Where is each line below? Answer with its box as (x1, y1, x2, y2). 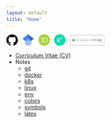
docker (24, 71, 43, 79)
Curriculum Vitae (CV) (15, 52, 71, 59)
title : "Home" (6, 16, 43, 23)
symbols (24, 104, 46, 111)
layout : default (6, 10, 48, 16)
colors (24, 97, 41, 104)
